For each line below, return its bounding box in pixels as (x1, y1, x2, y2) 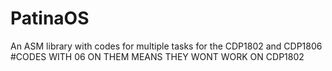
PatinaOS (10, 7, 90, 30)
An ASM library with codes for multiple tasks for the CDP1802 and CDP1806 (10, 40, 323, 52)
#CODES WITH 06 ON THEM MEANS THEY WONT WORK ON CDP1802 (10, 50, 305, 62)
